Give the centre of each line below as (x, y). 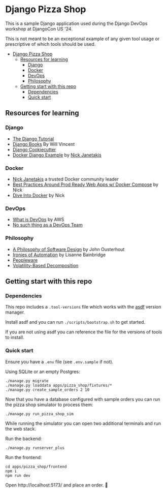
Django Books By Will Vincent (44, 144)
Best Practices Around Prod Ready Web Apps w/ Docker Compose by (86, 184)
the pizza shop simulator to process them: (49, 405)
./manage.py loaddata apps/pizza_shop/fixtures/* (59, 385)
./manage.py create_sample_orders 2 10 (47, 390)
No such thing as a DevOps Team (47, 225)
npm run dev (18, 475)
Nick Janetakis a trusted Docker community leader (66, 179)
